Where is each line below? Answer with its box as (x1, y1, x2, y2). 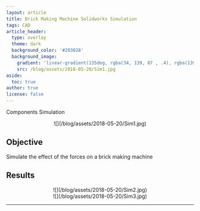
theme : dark (11, 41, 42, 47)
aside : (6, 72, 23, 79)
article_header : (6, 29, 46, 35)
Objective (6, 137, 43, 147)
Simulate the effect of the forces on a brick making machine (6, 153, 153, 160)
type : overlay (11, 35, 46, 41)
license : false (6, 91, 44, 98)
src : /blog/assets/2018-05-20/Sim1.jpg (17, 66, 116, 72)
